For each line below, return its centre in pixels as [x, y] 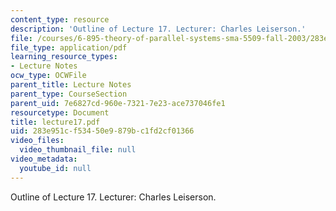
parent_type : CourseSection [69, 94]
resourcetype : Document [60, 112]
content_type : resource [60, 19]
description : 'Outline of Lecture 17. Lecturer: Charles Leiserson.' [158, 29]
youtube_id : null [55, 168]
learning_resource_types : [64, 57]
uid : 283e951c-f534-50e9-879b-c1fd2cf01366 [102, 131]
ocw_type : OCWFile [48, 76]
